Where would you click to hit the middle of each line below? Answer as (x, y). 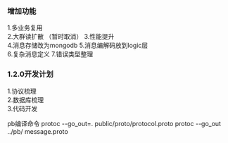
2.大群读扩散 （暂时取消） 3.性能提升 (61, 37)
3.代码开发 (23, 108)
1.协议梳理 (22, 91)
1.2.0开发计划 (31, 74)
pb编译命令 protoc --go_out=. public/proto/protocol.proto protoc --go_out (114, 123)
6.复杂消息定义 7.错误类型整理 (50, 54)
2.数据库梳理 (26, 99)
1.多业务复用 (25, 28)
